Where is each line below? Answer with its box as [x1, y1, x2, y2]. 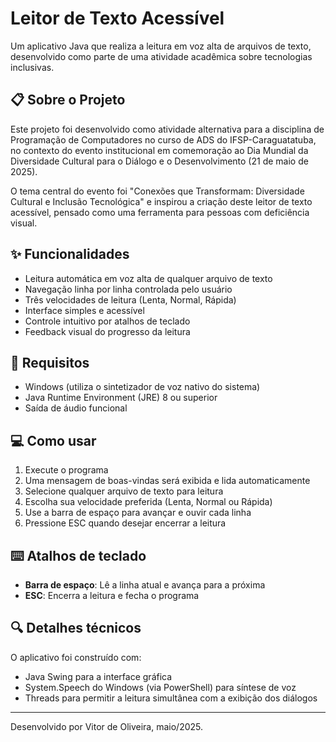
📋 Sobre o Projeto [10, 92, 126, 109]
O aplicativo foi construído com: [10, 651, 142, 663]
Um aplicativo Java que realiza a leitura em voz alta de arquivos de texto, [10, 40, 312, 52]
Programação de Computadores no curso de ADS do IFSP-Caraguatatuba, [10, 133, 317, 146]
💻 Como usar [10, 432, 97, 449]
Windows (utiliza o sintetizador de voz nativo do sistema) [24, 381, 261, 393]
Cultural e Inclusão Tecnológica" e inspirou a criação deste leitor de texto [10, 195, 313, 207]
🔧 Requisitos [10, 354, 90, 371]
